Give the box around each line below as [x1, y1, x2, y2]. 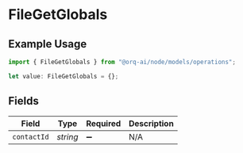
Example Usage [8, 37, 87, 51]
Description [128, 117, 175, 128]
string [56, 131, 79, 142]
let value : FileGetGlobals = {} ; [8, 72, 119, 80]
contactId [12, 132, 49, 141]
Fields [8, 94, 40, 108]
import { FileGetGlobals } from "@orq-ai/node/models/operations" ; [8, 58, 237, 66]
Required [86, 117, 121, 128]
